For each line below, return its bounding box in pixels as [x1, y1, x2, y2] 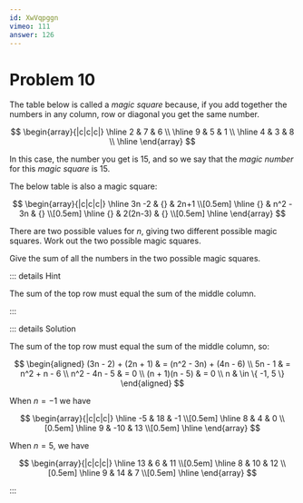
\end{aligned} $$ [120, 378, 185, 389]
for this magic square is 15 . [9, 163, 111, 174]
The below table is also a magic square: [9, 181, 158, 192]
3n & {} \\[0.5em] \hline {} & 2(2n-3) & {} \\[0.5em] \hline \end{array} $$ [19, 208, 286, 219]
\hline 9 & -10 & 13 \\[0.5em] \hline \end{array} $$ [75, 423, 261, 434]
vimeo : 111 [9, 22, 51, 31]
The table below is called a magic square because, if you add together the [9, 99, 288, 110]
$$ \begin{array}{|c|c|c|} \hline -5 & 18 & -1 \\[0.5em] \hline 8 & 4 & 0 [19, 413, 278, 424]
